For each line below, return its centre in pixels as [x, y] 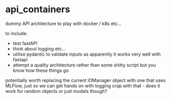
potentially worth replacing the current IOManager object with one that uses [85, 80]
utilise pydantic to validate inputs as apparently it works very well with [87, 54]
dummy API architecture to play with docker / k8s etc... [63, 23]
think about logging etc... [39, 48]
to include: [16, 33]
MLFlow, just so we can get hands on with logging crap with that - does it [83, 86]
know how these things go [41, 70]
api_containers [38, 9]
